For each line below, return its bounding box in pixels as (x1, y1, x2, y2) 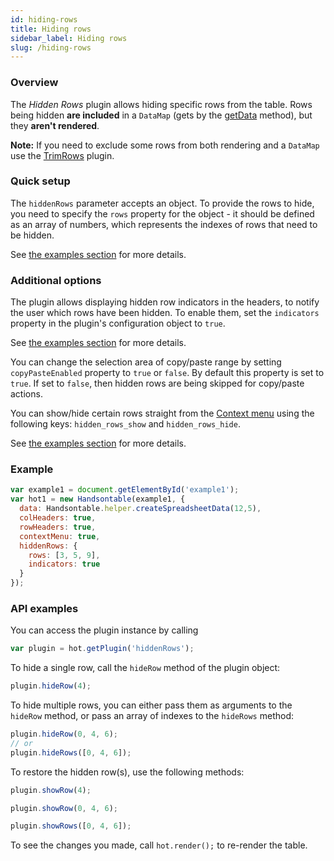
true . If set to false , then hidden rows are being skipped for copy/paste (10, 377, 305, 390)
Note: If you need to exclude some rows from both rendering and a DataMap (10, 139, 320, 151)
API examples (10, 601, 79, 615)
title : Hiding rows (10, 24, 92, 34)
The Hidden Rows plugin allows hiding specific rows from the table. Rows (10, 98, 313, 110)
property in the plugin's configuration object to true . (10, 317, 226, 330)
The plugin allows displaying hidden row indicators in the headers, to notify (10, 296, 320, 308)
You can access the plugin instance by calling (10, 624, 199, 636)
